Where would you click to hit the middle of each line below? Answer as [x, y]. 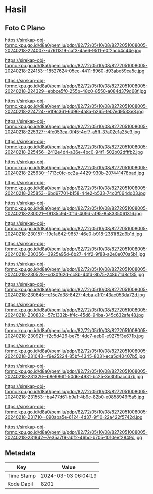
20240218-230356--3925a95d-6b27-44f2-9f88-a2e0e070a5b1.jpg [75, 254]
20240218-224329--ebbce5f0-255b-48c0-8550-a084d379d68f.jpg [76, 91]
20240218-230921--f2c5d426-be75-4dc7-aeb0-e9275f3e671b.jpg [74, 336]
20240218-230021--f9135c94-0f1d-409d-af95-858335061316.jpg [74, 213]
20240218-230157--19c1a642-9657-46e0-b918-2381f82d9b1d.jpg [74, 234]
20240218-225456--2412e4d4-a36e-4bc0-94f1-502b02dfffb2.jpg [74, 152]
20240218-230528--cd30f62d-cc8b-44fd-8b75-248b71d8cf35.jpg [75, 275]
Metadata [20, 453]
